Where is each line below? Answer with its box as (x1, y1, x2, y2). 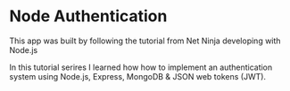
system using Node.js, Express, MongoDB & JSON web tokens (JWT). (9, 71, 266, 81)
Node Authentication (9, 6, 168, 27)
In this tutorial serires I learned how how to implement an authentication (9, 62, 273, 72)
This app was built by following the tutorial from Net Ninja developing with (9, 35, 281, 46)
